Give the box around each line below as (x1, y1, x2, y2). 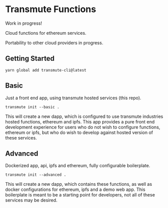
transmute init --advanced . (5, 172, 66, 177)
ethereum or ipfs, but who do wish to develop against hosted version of (5, 129, 153, 135)
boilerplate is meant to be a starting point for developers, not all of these (5, 192, 155, 198)
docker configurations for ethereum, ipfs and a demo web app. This (5, 186, 146, 192)
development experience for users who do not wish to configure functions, (5, 124, 160, 130)
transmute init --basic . (5, 104, 59, 109)
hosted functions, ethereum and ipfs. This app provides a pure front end (5, 118, 155, 124)
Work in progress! (5, 20, 42, 26)
